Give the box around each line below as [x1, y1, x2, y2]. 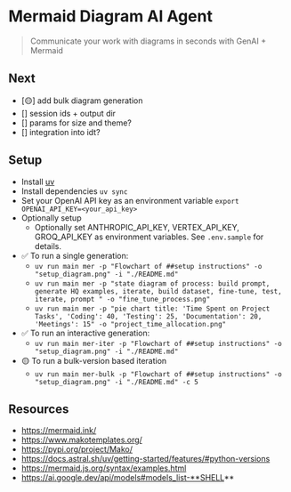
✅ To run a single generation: [20, 250, 129, 261]
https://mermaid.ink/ [20, 425, 97, 436]
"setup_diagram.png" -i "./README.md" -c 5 [34, 377, 199, 386]
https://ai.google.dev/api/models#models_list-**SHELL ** [20, 472, 235, 483]
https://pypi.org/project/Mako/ [20, 444, 133, 455]
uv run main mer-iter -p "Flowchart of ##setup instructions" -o [34, 339, 282, 348]
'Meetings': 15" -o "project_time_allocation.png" [34, 319, 227, 328]
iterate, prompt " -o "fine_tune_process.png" [34, 294, 211, 303]
